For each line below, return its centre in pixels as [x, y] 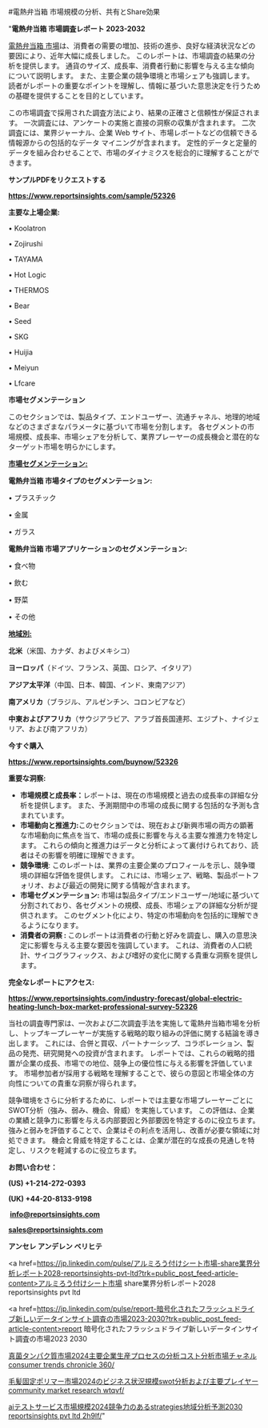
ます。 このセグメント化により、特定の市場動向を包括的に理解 [143, 915]
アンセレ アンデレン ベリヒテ [55, 1246]
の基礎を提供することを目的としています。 [78, 96]
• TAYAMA [26, 259]
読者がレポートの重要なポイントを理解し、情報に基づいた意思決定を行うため [134, 86]
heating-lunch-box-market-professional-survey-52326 [103, 1007]
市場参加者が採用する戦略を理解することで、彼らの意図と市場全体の [136, 1073]
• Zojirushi [26, 244]
